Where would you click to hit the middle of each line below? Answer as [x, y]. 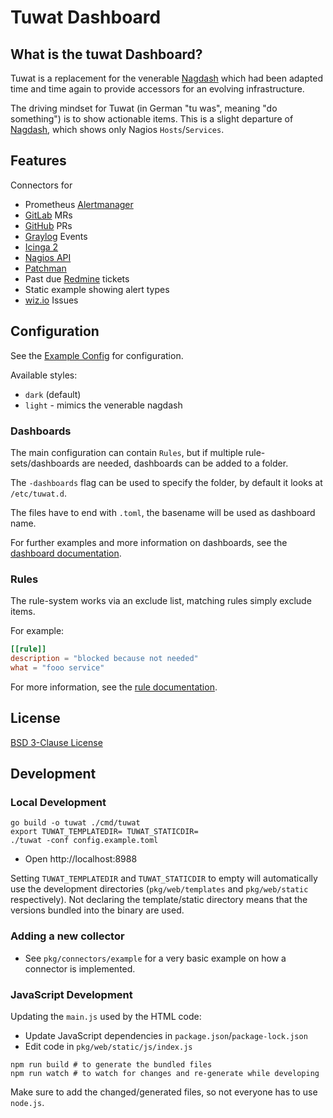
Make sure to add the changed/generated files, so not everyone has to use [164, 1092]
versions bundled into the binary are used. [97, 910]
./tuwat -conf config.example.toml [84, 841]
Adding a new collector [67, 936]
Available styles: [44, 375]
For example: [37, 631]
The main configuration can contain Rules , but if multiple [126, 452]
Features [38, 161]
